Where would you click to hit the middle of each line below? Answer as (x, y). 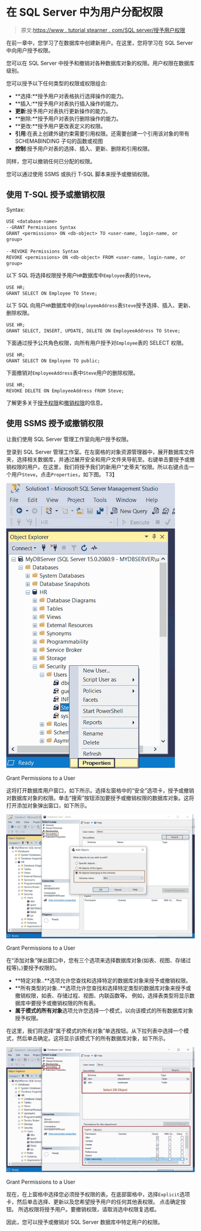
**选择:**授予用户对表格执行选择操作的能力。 (71, 96)
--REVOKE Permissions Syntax (42, 251)
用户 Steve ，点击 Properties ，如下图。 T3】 (64, 474)
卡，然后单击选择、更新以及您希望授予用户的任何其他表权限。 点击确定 (93, 1202)
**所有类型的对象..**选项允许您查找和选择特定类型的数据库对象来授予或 (103, 988)
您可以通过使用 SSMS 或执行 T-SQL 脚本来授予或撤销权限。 (80, 174)
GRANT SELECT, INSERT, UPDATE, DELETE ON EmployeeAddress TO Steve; (93, 331)
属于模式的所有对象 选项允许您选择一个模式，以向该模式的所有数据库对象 (104, 1011)
